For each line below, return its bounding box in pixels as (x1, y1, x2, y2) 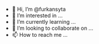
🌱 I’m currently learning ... (11, 18, 76, 25)
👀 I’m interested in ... (11, 12, 63, 19)
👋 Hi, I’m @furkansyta (11, 6, 66, 12)
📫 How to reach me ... (11, 32, 68, 38)
